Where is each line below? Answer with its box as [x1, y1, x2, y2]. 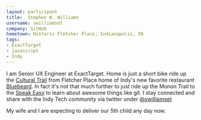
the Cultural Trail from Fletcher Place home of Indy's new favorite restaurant [6, 76, 194, 83]
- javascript [6, 48, 39, 54]
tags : [6, 37, 20, 43]
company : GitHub [6, 25, 47, 32]
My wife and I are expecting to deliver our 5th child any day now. [6, 107, 166, 114]
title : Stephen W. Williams [6, 14, 79, 20]
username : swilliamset [6, 20, 63, 26]
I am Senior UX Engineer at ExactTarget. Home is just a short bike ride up [6, 70, 187, 77]
